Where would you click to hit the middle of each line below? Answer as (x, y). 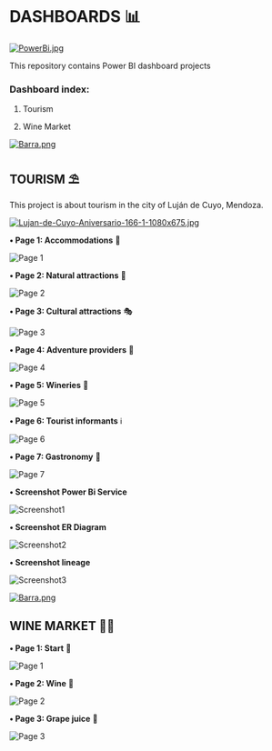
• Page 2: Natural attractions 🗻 (68, 275)
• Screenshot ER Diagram (58, 527)
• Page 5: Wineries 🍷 (49, 386)
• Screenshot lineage (50, 563)
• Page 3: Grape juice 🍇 (54, 718)
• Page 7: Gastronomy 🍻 (55, 457)
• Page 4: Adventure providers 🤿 (72, 350)
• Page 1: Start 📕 (40, 648)
